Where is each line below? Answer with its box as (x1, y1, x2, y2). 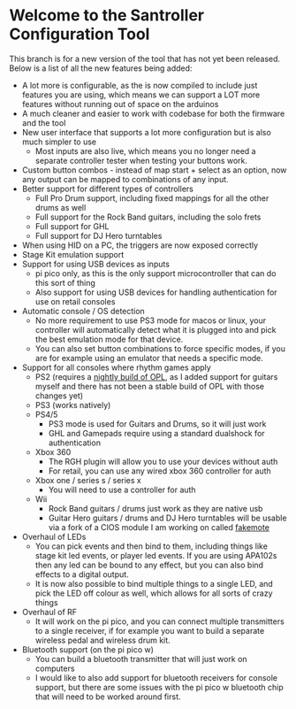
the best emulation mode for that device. (34, 334, 184, 344)
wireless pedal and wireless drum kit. (34, 635, 171, 645)
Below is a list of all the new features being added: (9, 63, 193, 73)
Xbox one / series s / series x (34, 474, 141, 485)
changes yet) (34, 390, 84, 401)
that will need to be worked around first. (34, 691, 181, 702)
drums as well (34, 202, 87, 212)
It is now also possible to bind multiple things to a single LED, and (34, 578, 274, 589)
